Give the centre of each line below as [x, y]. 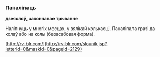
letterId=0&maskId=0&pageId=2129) [44, 49]
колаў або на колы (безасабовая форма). [50, 34]
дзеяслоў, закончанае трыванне [42, 19]
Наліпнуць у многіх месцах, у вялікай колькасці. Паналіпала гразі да [80, 28]
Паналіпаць [21, 8]
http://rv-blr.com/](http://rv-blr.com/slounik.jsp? [57, 44]
